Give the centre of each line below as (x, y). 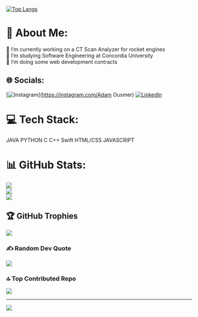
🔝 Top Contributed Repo (41, 279)
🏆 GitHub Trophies (42, 216)
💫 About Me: (37, 33)
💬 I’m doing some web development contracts (62, 61)
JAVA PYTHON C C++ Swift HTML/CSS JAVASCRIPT (70, 140)
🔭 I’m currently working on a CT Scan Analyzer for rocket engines (86, 49)
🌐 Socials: (25, 81)
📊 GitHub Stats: (46, 165)
